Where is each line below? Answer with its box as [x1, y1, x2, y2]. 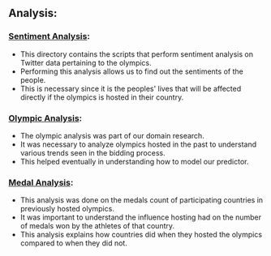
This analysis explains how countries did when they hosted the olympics [19, 230, 262, 240]
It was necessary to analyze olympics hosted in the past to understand [19, 139, 257, 149]
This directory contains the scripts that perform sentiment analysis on [19, 49, 254, 59]
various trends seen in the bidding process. [19, 147, 166, 157]
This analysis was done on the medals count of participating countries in [19, 195, 264, 205]
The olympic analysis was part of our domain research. [19, 130, 204, 140]
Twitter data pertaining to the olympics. [19, 58, 152, 67]
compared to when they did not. [19, 238, 127, 248]
